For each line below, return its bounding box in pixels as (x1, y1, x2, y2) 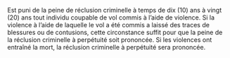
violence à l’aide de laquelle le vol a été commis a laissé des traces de (7, 21, 210, 29)
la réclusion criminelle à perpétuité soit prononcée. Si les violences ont (7, 36, 212, 44)
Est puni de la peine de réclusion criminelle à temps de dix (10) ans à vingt (7, 6, 222, 14)
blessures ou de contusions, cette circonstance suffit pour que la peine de (7, 28, 223, 36)
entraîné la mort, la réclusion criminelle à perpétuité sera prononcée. (7, 43, 206, 51)
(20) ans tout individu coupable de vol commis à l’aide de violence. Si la (7, 13, 215, 22)
